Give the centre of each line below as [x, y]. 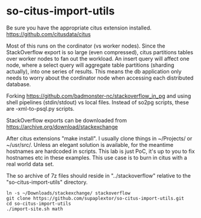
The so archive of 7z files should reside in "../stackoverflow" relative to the [99, 175]
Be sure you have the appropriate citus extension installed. [79, 28]
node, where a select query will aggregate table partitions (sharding [90, 65]
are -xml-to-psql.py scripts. [40, 108]
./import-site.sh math [35, 209]
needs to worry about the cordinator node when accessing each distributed [100, 78]
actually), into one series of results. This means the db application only [94, 71]
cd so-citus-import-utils [39, 204]
